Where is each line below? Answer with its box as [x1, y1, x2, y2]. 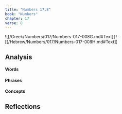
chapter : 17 [5, 16, 29, 21]
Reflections [5, 102, 41, 111]
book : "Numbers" [5, 12, 38, 16]
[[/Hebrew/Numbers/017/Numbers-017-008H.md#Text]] [5, 39, 118, 45]
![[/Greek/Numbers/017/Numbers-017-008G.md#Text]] [5, 34, 115, 40]
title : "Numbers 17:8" [5, 7, 51, 12]
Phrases [5, 77, 22, 83]
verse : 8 [5, 20, 23, 26]
